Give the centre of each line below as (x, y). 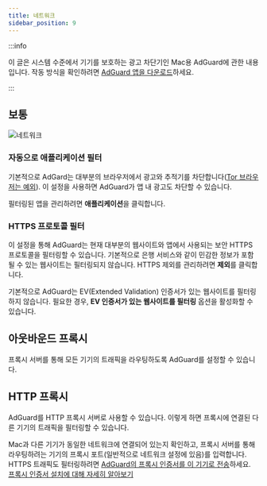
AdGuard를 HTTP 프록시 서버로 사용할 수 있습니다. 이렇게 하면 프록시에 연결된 (130, 417)
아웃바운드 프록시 (48, 339)
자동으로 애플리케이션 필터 (55, 158)
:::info (17, 45)
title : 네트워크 (32, 15)
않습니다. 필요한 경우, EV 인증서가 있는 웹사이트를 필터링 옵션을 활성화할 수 (138, 301)
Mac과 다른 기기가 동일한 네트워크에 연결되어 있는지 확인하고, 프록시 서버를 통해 (132, 444)
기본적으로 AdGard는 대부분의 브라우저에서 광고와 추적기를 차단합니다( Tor (123, 176)
